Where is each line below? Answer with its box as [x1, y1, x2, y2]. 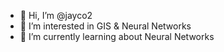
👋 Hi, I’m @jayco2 [19, 10, 93, 21]
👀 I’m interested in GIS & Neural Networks [19, 20, 192, 32]
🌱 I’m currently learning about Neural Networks [19, 31, 215, 42]
